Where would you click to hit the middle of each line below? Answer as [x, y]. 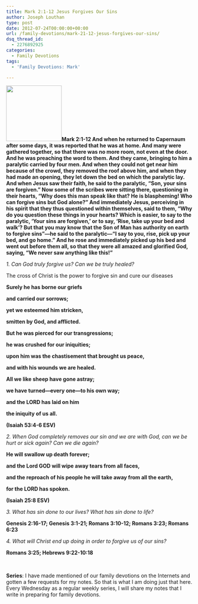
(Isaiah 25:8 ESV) [28, 500]
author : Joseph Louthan [35, 17]
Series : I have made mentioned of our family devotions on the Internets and [98, 576]
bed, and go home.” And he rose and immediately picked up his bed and [96, 240]
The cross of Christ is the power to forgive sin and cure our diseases [90, 276]
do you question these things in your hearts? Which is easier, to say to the [99, 215]
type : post [20, 23]
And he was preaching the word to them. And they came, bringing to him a [99, 158]
